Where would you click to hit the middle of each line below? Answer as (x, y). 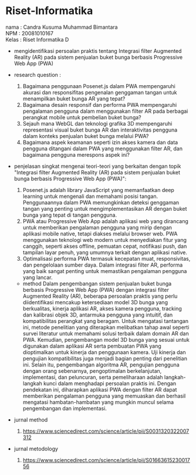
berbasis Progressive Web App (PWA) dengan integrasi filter (96, 289)
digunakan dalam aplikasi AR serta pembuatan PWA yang (92, 346)
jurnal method (31, 420)
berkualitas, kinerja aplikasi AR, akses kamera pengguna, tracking (102, 308)
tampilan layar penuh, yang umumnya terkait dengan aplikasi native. (105, 252)
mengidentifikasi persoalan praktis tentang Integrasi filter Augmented (98, 50)
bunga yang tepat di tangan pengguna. (70, 215)
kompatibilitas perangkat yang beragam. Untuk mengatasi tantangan (106, 321)
